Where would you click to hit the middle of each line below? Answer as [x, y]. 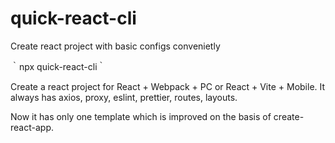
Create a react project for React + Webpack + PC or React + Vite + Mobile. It [168, 86]
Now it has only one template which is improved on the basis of [141, 116]
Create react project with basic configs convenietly [115, 46]
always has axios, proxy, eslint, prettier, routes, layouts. [124, 97]
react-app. [32, 127]
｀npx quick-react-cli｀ [58, 66]
